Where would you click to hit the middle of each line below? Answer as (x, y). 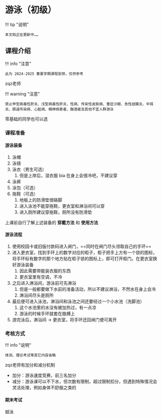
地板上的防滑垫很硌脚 (41, 200)
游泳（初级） (31, 10)
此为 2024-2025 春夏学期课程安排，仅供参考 (44, 74)
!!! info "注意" (18, 64)
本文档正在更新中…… (22, 35)
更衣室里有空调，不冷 (41, 277)
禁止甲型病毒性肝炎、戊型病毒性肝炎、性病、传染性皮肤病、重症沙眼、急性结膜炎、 (76, 104)
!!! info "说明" (18, 345)
